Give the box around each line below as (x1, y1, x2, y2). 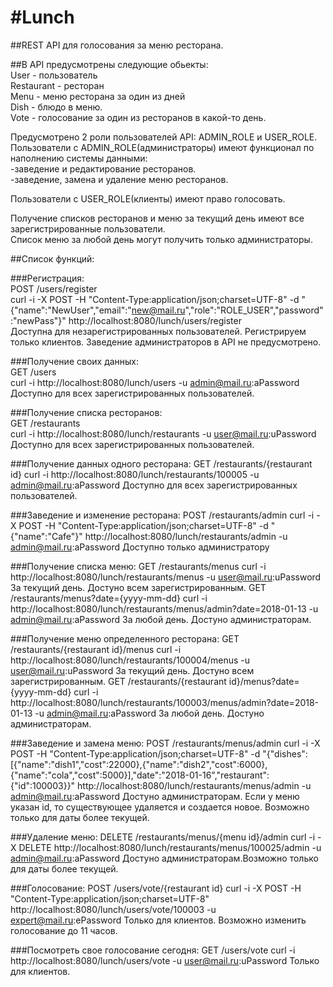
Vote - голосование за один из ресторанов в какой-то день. (10, 111, 267, 123)
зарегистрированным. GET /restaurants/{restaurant (10, 675, 227, 687)
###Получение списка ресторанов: (10, 406, 163, 418)
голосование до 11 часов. (10, 924, 118, 936)
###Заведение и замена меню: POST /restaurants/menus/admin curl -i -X (10, 737, 321, 749)
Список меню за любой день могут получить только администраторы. (10, 233, 313, 245)
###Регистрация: (10, 272, 85, 284)
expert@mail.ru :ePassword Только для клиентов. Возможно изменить (10, 914, 307, 926)
